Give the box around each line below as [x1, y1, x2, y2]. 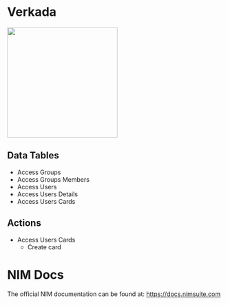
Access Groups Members [17, 175, 90, 183]
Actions [7, 218, 41, 229]
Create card [27, 242, 62, 251]
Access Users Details [17, 190, 78, 198]
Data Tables [7, 149, 60, 162]
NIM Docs [7, 266, 64, 282]
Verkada [7, 4, 57, 20]
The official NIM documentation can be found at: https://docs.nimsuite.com [7, 290, 221, 298]
